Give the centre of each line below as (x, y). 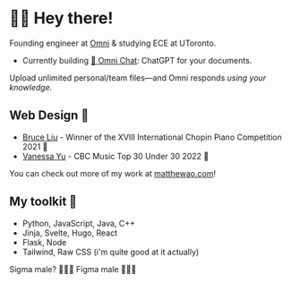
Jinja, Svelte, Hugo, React (70, 233)
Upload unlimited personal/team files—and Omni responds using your (138, 77)
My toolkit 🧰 (43, 202)
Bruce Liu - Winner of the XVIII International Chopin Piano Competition (152, 137)
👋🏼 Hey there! (61, 18)
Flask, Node (44, 242)
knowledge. (31, 87)
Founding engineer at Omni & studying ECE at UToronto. (113, 43)
